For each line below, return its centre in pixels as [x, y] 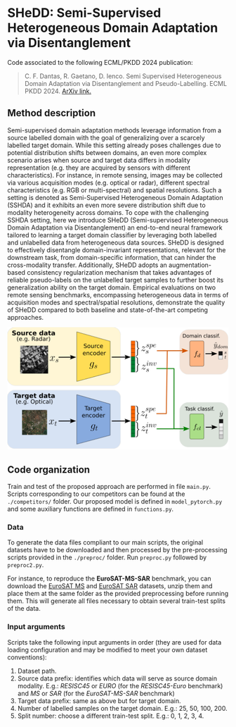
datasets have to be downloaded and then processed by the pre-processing [117, 550]
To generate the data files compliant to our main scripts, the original [105, 542]
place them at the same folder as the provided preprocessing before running [118, 594]
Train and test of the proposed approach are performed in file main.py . [109, 487]
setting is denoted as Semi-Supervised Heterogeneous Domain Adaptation [115, 197]
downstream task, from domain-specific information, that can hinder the [112, 257]
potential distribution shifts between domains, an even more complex [107, 152]
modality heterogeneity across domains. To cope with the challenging [108, 212]
